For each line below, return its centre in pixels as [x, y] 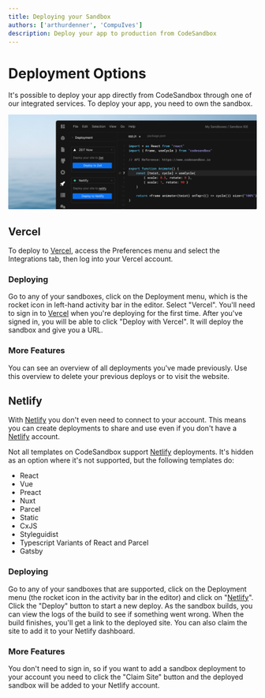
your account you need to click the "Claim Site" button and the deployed [126, 677]
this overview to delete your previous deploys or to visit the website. [119, 376]
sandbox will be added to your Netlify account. [84, 685]
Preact [30, 493]
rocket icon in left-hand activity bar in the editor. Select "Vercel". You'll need [132, 305]
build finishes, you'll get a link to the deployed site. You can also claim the [128, 622]
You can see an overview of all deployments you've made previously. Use [128, 368]
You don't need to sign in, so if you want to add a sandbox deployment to [127, 669]
